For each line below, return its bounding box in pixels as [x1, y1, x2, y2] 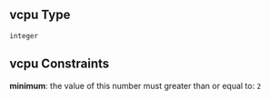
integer [9, 31, 39, 40]
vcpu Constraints [9, 56, 110, 72]
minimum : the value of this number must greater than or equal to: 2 [9, 80, 262, 91]
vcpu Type [9, 7, 71, 23]
